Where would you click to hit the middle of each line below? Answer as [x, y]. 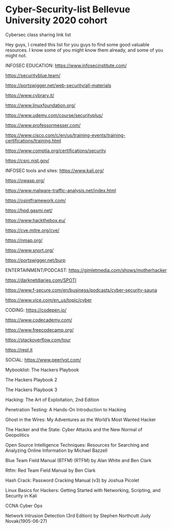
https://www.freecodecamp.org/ [40, 330]
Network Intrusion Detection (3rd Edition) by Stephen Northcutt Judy [78, 516]
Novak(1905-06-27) [26, 521]
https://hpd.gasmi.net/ [29, 210]
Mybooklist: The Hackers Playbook [42, 370]
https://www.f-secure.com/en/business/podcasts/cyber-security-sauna [81, 290]
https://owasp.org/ [25, 180]
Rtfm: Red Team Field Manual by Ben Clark [51, 470]
